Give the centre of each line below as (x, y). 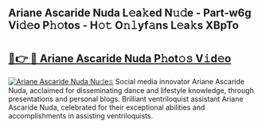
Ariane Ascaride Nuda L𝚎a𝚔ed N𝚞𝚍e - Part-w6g (130, 13)
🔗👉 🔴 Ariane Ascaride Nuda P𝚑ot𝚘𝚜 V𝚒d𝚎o (120, 58)
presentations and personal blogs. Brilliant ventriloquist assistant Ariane (126, 99)
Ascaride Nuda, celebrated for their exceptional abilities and (107, 107)
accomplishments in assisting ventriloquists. (81, 116)
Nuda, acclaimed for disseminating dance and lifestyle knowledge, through (131, 90)
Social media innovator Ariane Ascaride (180, 81)
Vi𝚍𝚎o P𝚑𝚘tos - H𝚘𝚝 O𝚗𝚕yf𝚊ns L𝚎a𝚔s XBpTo (123, 26)
